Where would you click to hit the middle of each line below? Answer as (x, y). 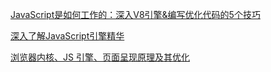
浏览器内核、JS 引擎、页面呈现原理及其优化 (100, 57)
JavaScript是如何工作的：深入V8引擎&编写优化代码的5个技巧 (135, 14)
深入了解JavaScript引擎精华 (67, 36)
